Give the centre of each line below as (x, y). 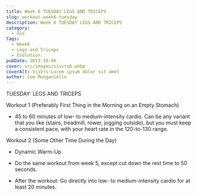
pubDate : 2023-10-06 (31, 60)
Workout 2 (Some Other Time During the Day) (61, 140)
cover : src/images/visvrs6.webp (46, 66)
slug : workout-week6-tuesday (42, 17)
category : (18, 28)
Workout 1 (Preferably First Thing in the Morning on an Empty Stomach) (93, 105)
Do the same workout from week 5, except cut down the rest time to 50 (101, 163)
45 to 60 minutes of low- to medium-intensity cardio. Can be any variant (102, 117)
